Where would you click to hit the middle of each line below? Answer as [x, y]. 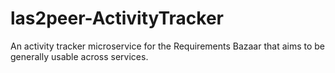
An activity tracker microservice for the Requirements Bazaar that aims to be [168, 46]
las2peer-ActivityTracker [117, 18]
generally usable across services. [79, 56]
